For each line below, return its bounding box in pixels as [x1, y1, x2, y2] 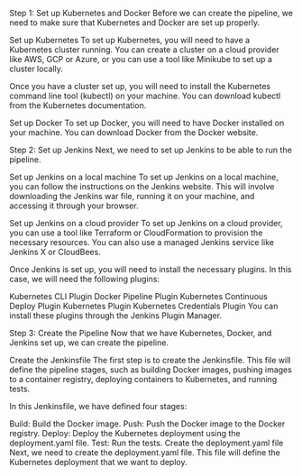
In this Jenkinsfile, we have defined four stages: [9, 401, 188, 411]
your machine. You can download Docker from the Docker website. [9, 127, 259, 138]
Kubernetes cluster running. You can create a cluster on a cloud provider [9, 44, 279, 55]
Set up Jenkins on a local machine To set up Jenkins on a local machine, [9, 171, 279, 182]
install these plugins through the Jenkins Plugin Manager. [9, 310, 223, 321]
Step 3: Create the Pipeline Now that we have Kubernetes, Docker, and [9, 328, 272, 338]
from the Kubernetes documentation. [9, 100, 147, 111]
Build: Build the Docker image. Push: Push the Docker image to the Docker [9, 418, 286, 429]
